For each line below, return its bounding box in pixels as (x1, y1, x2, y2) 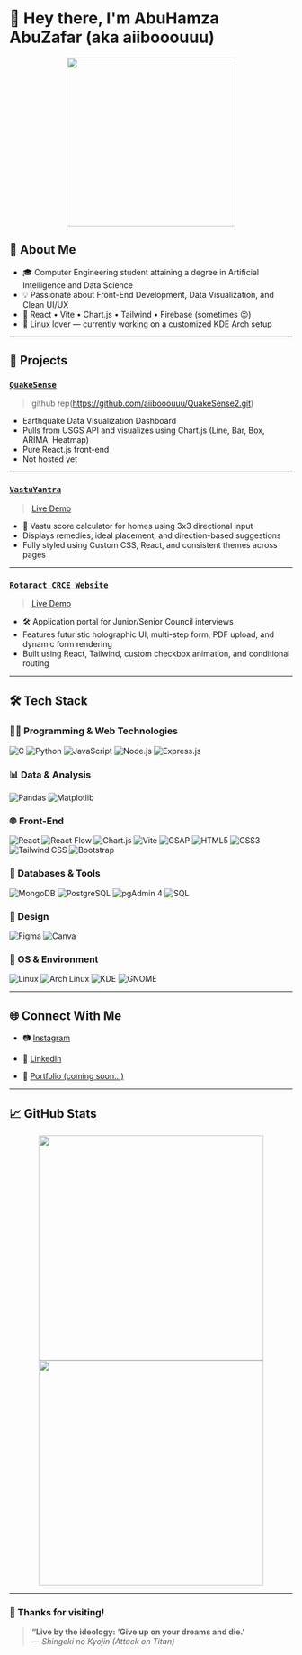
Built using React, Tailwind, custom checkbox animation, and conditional (22, 648, 290, 660)
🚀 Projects (9, 353, 68, 368)
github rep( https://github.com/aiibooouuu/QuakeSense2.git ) (31, 398, 254, 409)
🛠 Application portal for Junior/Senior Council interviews (22, 616, 234, 627)
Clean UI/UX (22, 299, 69, 310)
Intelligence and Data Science (22, 279, 133, 291)
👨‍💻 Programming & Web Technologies (9, 724, 178, 737)
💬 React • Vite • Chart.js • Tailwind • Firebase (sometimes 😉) (22, 309, 252, 319)
